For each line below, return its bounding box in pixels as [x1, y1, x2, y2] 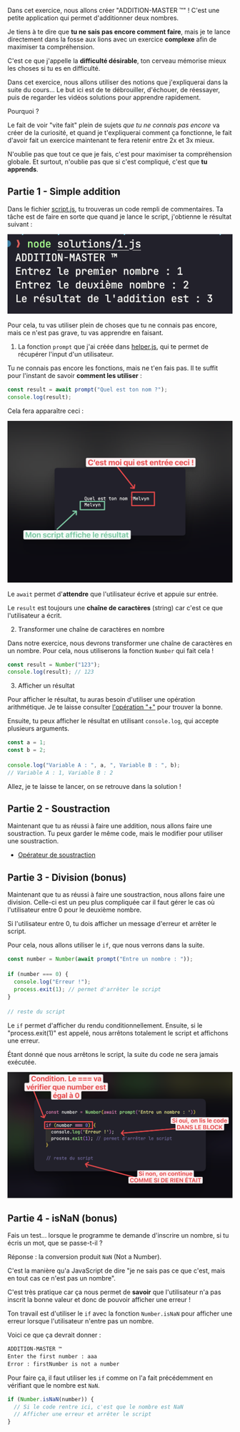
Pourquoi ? [7, 107, 39, 115]
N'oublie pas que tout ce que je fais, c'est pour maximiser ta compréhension [7, 150, 232, 158]
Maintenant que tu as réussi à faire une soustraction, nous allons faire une [7, 890, 225, 899]
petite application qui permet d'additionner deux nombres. [7, 14, 179, 22]
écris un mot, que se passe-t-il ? [7, 1239, 103, 1248]
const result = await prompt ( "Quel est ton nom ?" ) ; [7, 386, 168, 394]
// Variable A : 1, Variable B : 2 [7, 769, 114, 776]
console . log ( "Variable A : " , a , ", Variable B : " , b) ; [7, 761, 181, 769]
